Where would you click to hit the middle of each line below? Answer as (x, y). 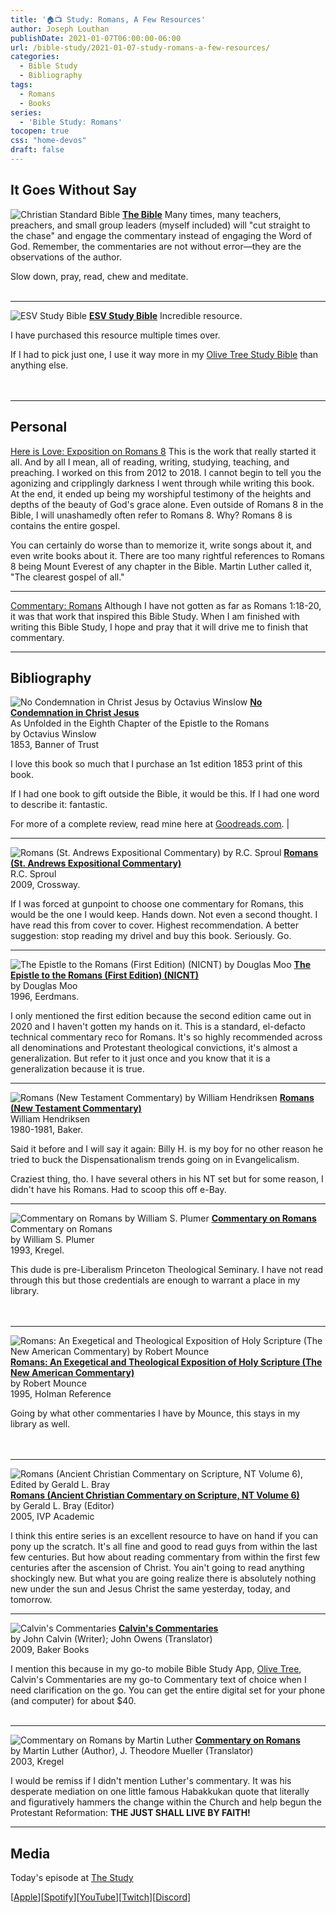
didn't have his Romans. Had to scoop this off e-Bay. (118, 1190)
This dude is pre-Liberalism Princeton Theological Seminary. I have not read (167, 1270)
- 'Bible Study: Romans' (71, 122)
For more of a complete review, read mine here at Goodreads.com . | (150, 824)
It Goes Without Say (73, 190)
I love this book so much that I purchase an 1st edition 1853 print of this (156, 764)
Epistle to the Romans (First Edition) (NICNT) (105, 975)
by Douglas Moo (44, 986)
